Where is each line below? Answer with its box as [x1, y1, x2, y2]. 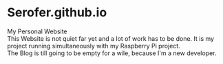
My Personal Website [7, 27, 67, 35]
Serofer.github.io [7, 5, 107, 20]
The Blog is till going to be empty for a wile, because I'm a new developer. [7, 49, 217, 57]
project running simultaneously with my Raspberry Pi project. [7, 42, 180, 50]
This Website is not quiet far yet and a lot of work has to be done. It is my [7, 34, 215, 42]
